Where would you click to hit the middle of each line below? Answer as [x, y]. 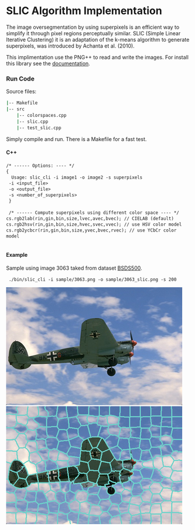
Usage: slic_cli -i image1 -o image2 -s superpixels [77, 177]
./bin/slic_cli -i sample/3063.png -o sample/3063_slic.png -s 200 [93, 280]
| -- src [16, 109]
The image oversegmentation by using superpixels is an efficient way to [93, 27]
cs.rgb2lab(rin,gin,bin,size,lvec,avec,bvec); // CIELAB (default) [90, 219]
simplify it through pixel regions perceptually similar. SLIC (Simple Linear [93, 33]
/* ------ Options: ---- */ [40, 166]
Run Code [20, 79]
